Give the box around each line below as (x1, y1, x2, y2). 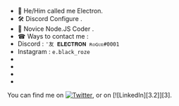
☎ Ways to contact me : (17, 32, 89, 40)
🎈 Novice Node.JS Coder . (17, 25, 94, 33)
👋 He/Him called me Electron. (17, 7, 104, 15)
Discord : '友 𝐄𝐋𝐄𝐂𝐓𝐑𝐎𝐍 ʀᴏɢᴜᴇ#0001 (17, 39, 120, 48)
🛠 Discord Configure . (17, 15, 82, 22)
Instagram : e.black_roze (17, 48, 90, 55)
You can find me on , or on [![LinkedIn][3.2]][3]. (7, 91, 173, 99)
